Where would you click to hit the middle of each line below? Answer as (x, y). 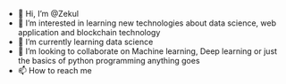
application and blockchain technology (89, 32)
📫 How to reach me (55, 70)
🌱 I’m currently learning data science (85, 42)
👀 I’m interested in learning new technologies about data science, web (147, 23)
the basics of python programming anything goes (109, 61)
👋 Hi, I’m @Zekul (48, 14)
